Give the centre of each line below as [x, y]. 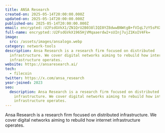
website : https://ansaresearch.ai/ [41, 64]
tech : [11, 69]
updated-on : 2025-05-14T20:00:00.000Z [45, 19]
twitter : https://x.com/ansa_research [45, 78]
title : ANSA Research [27, 10]
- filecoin [21, 74]
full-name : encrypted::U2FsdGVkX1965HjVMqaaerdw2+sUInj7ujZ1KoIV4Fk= [78, 32]
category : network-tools [30, 46]
